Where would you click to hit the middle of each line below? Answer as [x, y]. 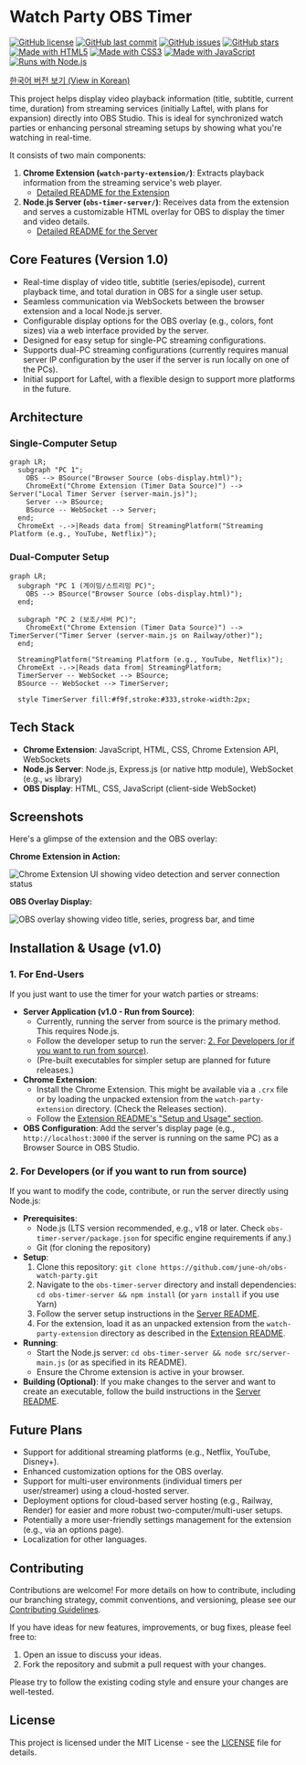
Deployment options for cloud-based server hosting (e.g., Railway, [148, 1501]
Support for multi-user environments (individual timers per [132, 1481]
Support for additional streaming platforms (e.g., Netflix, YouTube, [147, 1452]
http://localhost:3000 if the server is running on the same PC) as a [150, 1138]
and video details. [56, 221]
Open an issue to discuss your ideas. [92, 1654]
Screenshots [47, 816]
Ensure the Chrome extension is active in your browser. [140, 1372]
